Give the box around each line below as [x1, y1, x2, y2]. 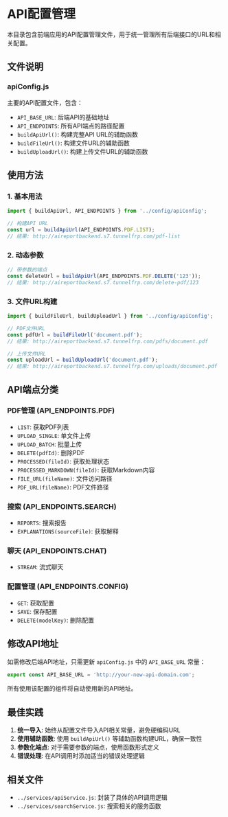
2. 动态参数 [7, 250, 44, 260]
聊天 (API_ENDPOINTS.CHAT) [7, 546, 107, 556]
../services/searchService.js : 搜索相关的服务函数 [16, 802, 161, 810]
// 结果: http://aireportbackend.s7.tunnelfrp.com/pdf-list [7, 233, 181, 240]
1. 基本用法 [7, 192, 43, 201]
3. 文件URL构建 [7, 297, 58, 306]
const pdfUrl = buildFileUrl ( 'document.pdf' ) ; [7, 331, 143, 338]
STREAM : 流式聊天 [16, 563, 64, 571]
